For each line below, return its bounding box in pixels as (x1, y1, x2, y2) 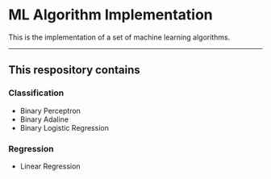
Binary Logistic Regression (19, 123, 109, 132)
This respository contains (8, 63, 141, 77)
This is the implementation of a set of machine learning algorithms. (8, 32, 231, 42)
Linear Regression (19, 161, 81, 171)
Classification (8, 87, 65, 98)
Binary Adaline (19, 114, 69, 124)
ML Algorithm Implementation (8, 6, 214, 24)
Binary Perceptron (19, 106, 81, 115)
